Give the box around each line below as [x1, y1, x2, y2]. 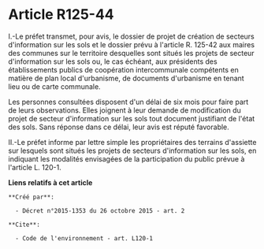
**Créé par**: [8, 193, 55, 201]
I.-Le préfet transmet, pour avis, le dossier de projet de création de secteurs [8, 32, 255, 41]
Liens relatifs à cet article [8, 177, 93, 187]
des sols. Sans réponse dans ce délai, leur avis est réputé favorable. [8, 122, 230, 132]
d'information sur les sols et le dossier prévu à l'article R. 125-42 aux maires [8, 39, 255, 49]
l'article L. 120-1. [8, 162, 61, 172]
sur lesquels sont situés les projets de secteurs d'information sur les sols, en [8, 146, 257, 155]
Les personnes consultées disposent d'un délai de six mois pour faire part [8, 97, 249, 106]
